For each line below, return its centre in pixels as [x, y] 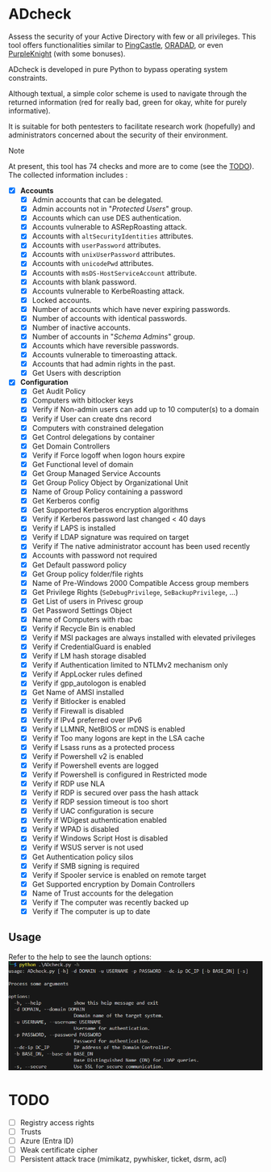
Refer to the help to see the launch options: [80, 957]
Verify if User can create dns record [92, 419]
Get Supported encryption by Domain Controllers [113, 884]
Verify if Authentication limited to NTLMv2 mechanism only [130, 665]
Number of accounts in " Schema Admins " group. [113, 336]
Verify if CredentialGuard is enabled [92, 647]
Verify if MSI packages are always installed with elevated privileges [144, 638]
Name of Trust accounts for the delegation [102, 893]
